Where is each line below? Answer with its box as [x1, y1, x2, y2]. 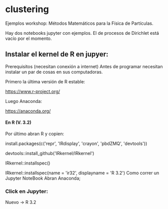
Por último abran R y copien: [5, 130, 65, 137]
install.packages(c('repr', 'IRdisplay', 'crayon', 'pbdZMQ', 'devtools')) [5, 140, 147, 146]
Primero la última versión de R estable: [5, 78, 85, 84]
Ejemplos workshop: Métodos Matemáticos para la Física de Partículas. [5, 20, 154, 26]
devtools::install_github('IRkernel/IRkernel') [5, 150, 94, 156]
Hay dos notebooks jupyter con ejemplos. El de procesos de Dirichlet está [5, 30, 159, 36]
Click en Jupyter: [5, 188, 48, 195]
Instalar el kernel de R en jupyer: [5, 50, 108, 59]
